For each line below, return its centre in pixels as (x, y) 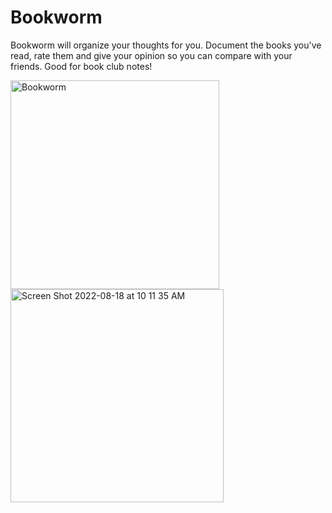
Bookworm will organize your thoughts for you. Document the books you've (166, 45)
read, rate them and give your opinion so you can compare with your (151, 55)
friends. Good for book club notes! (81, 66)
